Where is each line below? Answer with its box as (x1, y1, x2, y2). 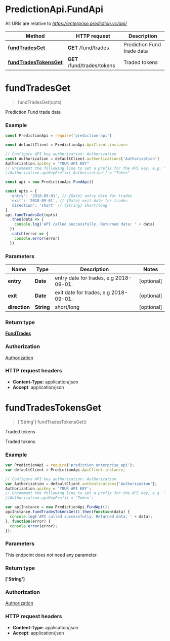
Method (25, 32, 45, 39)
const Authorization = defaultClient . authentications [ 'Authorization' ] (5, 156, 159, 161)
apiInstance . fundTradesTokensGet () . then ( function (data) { (5, 509, 130, 515)
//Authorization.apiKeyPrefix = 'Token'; (5, 495, 94, 501)
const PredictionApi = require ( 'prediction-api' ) (5, 133, 112, 138)
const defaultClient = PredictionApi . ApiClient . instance (5, 142, 128, 148)
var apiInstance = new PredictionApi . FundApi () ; (5, 504, 110, 510)
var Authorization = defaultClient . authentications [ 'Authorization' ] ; (5, 481, 157, 486)
